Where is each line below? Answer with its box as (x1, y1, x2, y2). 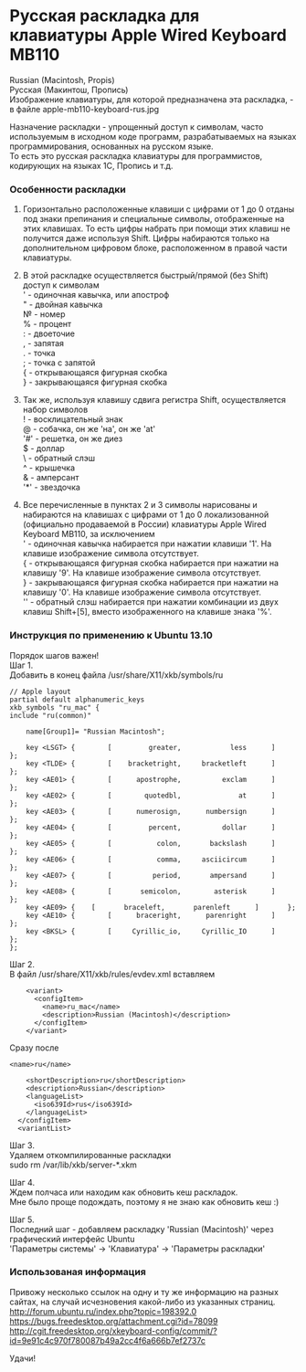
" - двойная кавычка (22, 299, 103, 311)
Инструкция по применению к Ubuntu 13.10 (9, 629, 213, 642)
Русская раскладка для (9, 5, 200, 26)
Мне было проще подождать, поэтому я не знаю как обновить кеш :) (9, 1196, 280, 1207)
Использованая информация (9, 1266, 146, 1279)
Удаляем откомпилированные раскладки (9, 1149, 172, 1160)
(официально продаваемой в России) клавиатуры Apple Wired (22, 519, 267, 530)
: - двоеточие (22, 328, 76, 339)
